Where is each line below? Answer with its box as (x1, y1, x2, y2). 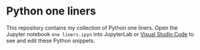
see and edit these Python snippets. (6, 37, 95, 44)
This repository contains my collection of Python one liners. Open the (6, 24, 178, 31)
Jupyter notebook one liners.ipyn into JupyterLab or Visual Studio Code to (6, 30, 194, 37)
